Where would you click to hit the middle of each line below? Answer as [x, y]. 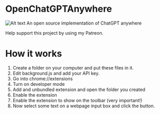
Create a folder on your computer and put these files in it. [73, 67]
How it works [34, 54]
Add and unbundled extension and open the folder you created [79, 89]
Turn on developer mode [39, 84]
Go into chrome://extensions [43, 78]
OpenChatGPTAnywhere [59, 9]
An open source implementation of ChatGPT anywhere [84, 23]
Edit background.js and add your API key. [56, 73]
